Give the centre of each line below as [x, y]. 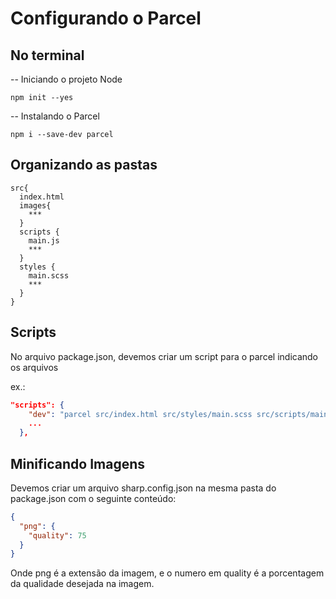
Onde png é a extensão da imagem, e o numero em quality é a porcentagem [167, 573]
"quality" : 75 [57, 535]
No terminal [47, 55]
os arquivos [34, 367]
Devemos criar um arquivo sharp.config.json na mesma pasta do [143, 488]
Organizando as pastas [84, 165]
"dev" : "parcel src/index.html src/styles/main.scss [140, 414]
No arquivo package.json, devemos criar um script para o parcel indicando [164, 356]
